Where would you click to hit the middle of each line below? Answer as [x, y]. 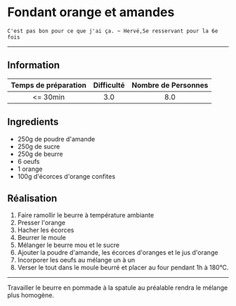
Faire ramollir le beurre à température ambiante [86, 215]
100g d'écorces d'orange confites [66, 176]
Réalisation [32, 198]
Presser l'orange [41, 223]
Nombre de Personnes [170, 85]
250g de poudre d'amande [56, 139]
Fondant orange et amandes [91, 12]
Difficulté [109, 85]
